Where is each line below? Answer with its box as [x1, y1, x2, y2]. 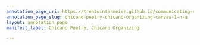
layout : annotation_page [6, 19, 68, 25]
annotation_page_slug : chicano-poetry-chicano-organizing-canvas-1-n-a [6, 14, 187, 20]
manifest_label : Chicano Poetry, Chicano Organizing [6, 25, 140, 31]
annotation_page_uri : [6, 8, 60, 15]
